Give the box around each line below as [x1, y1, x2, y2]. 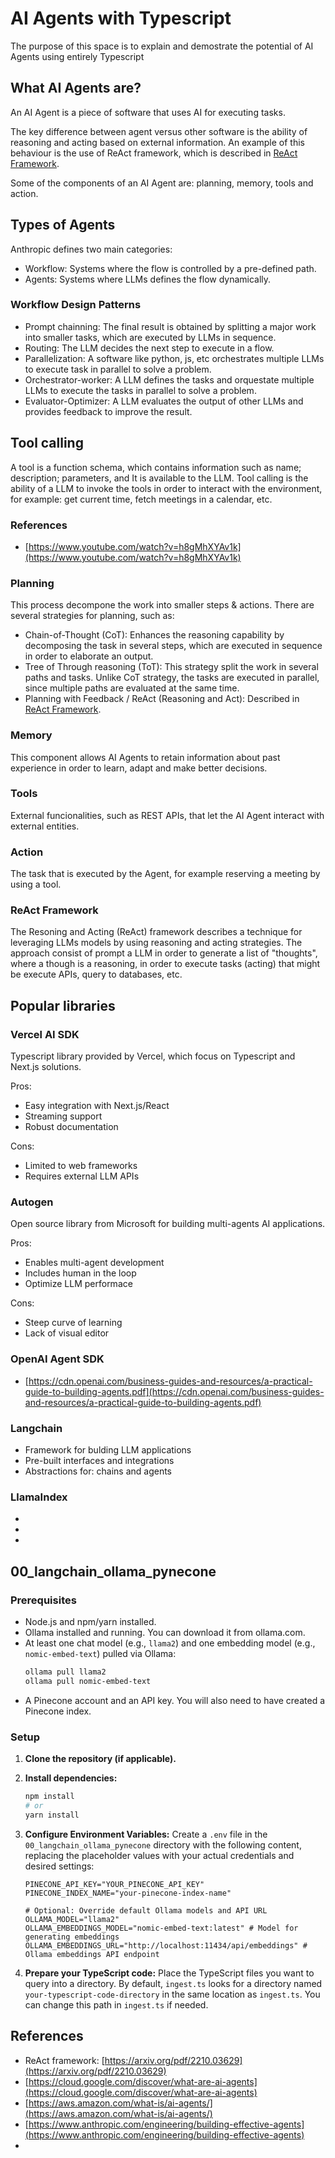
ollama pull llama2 [24, 1667, 107, 1677]
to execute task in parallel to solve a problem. [24, 363, 212, 375]
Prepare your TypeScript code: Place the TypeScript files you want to [24, 1967, 315, 1979]
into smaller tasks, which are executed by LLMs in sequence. [24, 331, 277, 343]
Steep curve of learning [24, 1317, 123, 1329]
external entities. [10, 820, 80, 832]
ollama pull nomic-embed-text [24, 1676, 152, 1686]
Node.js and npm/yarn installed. [24, 1616, 157, 1628]
